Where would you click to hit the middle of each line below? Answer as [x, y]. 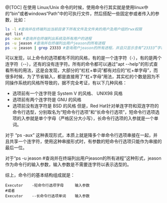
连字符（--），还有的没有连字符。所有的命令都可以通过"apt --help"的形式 [79, 64]
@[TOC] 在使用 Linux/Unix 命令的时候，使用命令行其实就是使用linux [75, 7]
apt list [14, 34]
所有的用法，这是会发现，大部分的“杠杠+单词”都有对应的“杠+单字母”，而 [83, 70]
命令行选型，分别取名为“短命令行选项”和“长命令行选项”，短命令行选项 [84, 112]
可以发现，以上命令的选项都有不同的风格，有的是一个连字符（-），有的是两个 [83, 58]
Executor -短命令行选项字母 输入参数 [47, 186]
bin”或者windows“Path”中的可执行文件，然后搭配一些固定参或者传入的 [83, 13]
